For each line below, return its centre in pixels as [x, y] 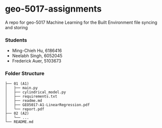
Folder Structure [25, 74]
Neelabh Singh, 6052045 [37, 56]
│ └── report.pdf [25, 109]
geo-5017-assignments [53, 9]
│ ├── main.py [21, 88]
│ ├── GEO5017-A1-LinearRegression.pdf [48, 105]
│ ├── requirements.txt [31, 96]
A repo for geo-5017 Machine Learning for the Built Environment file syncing [81, 22]
